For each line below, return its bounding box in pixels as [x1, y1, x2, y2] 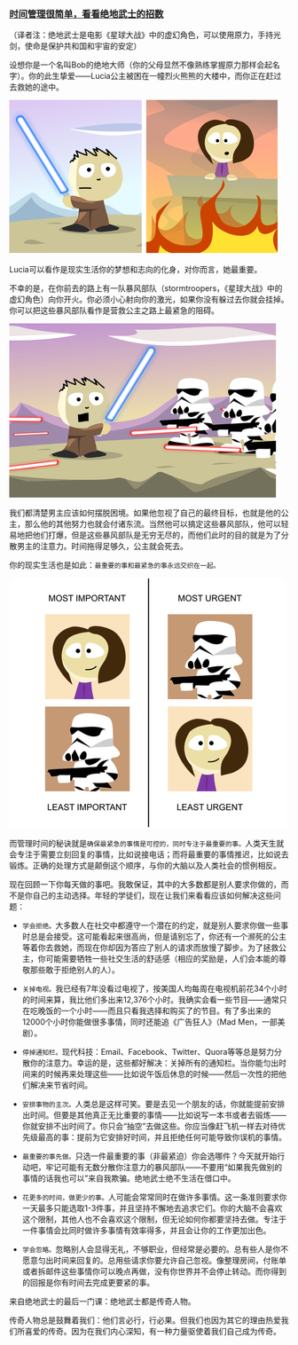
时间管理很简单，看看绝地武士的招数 [9, 7, 164, 20]
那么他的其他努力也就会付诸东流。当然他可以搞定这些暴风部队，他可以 [24, 519, 281, 530]
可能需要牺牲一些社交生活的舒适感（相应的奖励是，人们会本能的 [45, 954, 279, 964]
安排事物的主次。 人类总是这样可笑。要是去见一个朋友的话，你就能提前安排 [21, 1098, 286, 1110]
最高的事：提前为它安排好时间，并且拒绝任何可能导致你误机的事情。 [37, 1132, 286, 1143]
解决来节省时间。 [29, 1080, 93, 1090]
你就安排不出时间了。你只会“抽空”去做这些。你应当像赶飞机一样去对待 [21, 1121, 278, 1132]
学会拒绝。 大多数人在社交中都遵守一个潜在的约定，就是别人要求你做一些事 [21, 920, 289, 931]
